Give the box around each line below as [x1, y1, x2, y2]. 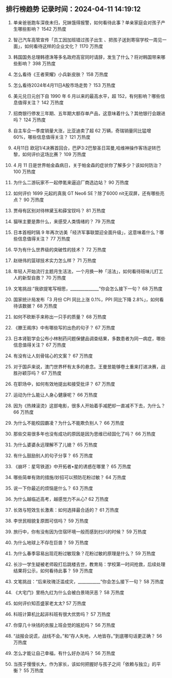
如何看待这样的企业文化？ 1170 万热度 [24, 43, 104, 49]
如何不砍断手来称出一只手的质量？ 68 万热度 [13, 314, 107, 320]
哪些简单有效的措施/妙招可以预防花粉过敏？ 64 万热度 [13, 474, 127, 480]
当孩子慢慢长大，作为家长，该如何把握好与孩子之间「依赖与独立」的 [13, 661, 157, 667]
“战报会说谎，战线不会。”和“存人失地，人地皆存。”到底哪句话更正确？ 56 [13, 632, 162, 639]
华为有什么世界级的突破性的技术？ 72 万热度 [13, 246, 107, 252]
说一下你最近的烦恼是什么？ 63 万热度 [13, 485, 93, 491]
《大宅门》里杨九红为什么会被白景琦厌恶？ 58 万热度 [13, 589, 125, 595]
